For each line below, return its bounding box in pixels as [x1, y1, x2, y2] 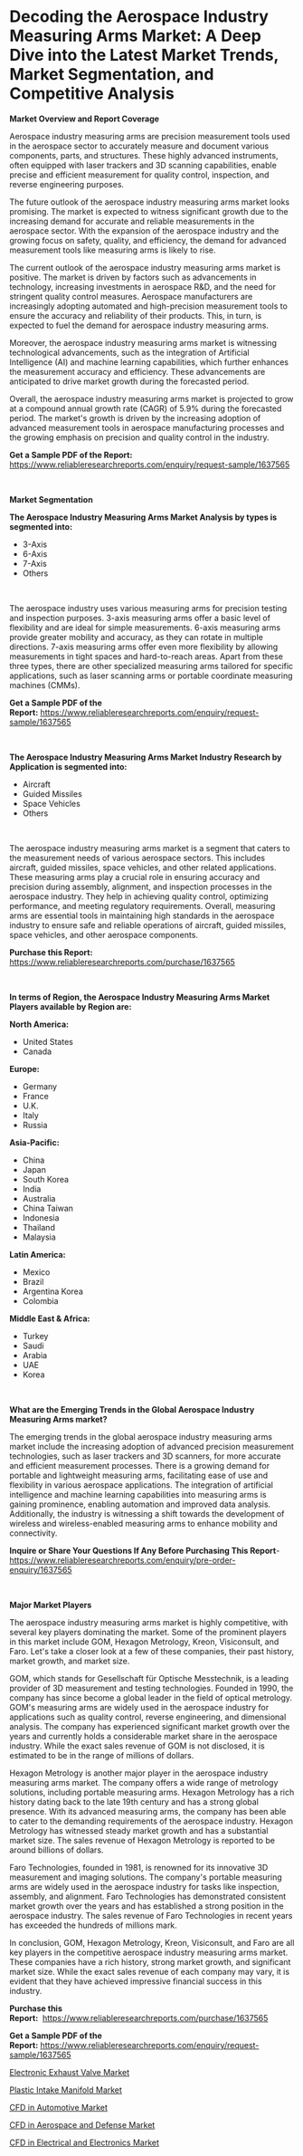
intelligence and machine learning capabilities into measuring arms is [9, 1489, 267, 1500]
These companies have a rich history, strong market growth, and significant [9, 1956, 291, 1967]
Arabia [22, 1349, 48, 1360]
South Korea [22, 1174, 70, 1184]
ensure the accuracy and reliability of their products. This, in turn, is [9, 310, 262, 321]
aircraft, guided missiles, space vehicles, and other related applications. [9, 862, 277, 873]
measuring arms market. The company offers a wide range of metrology [9, 1777, 279, 1787]
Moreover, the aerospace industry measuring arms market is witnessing [9, 337, 278, 348]
